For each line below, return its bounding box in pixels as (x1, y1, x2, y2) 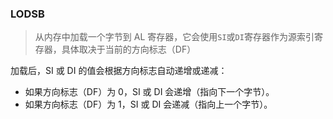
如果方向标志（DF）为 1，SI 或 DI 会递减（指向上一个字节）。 (24, 98, 273, 111)
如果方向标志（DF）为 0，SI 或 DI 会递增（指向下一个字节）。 (24, 86, 275, 98)
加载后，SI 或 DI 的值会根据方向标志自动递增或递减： (10, 65, 228, 77)
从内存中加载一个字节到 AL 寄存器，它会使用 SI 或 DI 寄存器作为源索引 (34, 31, 315, 43)
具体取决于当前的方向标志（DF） (61, 43, 197, 56)
